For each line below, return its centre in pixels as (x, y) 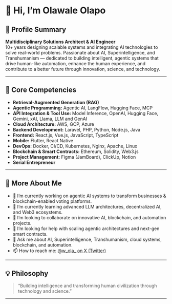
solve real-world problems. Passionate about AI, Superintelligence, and (80, 53)
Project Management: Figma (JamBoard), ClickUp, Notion (74, 157)
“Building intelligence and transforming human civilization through (87, 286)
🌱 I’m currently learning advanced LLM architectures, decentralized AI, (87, 206)
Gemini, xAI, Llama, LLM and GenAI (50, 119)
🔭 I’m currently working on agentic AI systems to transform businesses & (89, 196)
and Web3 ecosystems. (38, 212)
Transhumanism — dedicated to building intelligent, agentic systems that (82, 58)
